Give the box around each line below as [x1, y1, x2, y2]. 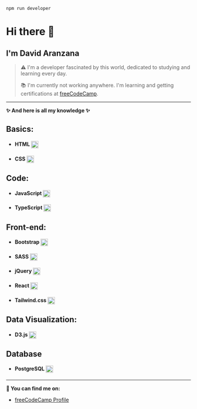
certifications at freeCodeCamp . [20, 90, 98, 97]
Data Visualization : [6, 314, 77, 325]
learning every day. [20, 70, 67, 77]
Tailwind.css [14, 296, 47, 304]
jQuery [14, 267, 32, 275]
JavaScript [14, 189, 42, 196]
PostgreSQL [14, 365, 45, 372]
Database [6, 349, 42, 359]
